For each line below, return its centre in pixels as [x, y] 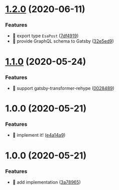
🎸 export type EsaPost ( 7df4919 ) [45, 36]
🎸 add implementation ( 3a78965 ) [47, 182]
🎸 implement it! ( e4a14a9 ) [39, 135]
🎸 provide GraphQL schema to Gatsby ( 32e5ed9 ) [63, 41]
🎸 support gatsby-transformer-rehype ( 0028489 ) [63, 88]
